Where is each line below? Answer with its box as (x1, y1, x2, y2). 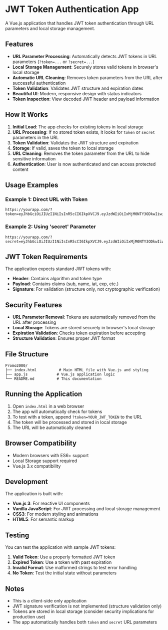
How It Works (5, 110, 48, 119)
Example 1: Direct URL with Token (5, 195, 88, 202)
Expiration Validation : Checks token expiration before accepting (12, 330, 146, 336)
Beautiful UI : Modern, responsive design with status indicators (12, 90, 141, 96)
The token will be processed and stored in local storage (12, 419, 127, 425)
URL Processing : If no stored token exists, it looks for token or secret (12, 129, 155, 135)
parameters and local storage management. (5, 25, 95, 31)
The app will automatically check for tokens (12, 408, 102, 414)
